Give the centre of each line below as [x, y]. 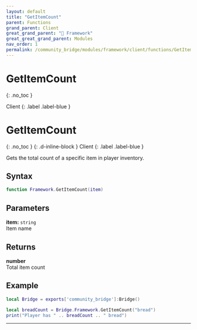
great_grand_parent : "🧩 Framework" [50, 33]
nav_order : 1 [22, 45]
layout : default [26, 11]
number [16, 261]
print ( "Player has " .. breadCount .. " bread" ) [67, 315]
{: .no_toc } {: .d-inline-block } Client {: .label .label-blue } [75, 146]
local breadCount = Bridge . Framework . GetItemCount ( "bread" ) [81, 310]
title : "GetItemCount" [34, 17]
